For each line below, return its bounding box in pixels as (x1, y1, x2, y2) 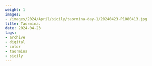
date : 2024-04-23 (5, 26, 41, 31)
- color (5, 44, 21, 49)
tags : (5, 30, 16, 35)
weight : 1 (5, 7, 26, 12)
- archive (5, 35, 26, 40)
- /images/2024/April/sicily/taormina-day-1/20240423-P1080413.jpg (5, 16, 148, 21)
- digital (5, 40, 26, 45)
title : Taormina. (5, 21, 41, 26)
